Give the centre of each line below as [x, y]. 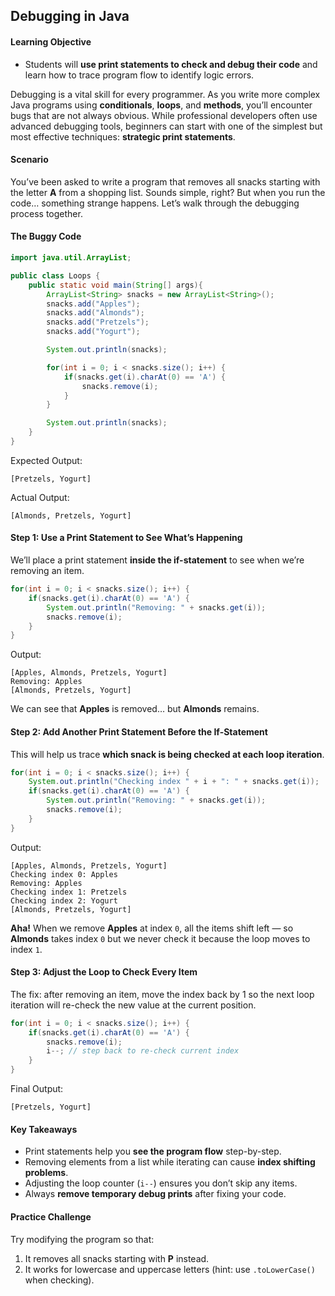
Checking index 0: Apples [64, 874]
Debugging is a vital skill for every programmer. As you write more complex [165, 94]
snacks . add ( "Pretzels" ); [98, 322]
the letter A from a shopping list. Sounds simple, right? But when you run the [168, 192]
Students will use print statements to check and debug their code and [171, 64]
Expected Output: [46, 460]
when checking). [59, 1280]
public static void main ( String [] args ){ [115, 285]
